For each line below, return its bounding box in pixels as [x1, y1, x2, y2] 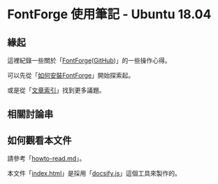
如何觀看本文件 [7, 134, 72, 146]
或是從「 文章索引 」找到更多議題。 [7, 86, 106, 94]
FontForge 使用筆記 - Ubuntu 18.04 [7, 6, 212, 22]
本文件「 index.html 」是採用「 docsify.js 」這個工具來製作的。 [7, 169, 182, 178]
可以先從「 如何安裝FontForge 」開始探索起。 [7, 71, 135, 79]
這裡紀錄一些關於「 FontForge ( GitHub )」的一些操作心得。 [7, 57, 171, 64]
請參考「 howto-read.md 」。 [7, 155, 86, 163]
